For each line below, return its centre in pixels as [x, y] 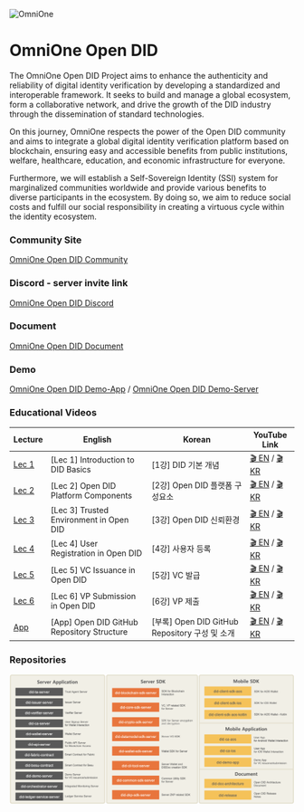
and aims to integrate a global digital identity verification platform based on [149, 141]
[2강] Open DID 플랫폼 [192, 485]
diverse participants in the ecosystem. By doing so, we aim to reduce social [150, 197]
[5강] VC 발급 [176, 575]
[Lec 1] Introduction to [93, 459]
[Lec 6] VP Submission [94, 596]
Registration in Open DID [97, 553]
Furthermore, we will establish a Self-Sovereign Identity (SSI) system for [144, 177]
